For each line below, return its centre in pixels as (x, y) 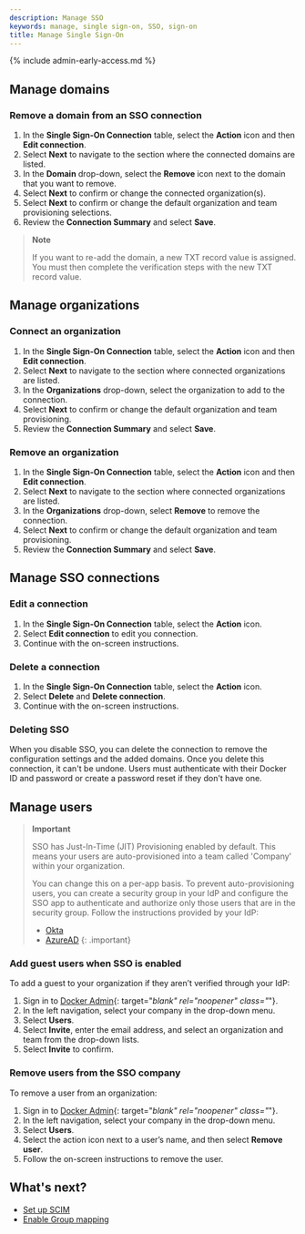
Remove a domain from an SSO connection (106, 115)
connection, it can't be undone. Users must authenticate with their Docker (148, 769)
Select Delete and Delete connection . (94, 697)
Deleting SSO (40, 729)
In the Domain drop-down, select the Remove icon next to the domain (154, 174)
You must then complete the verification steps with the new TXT (152, 267)
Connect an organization (65, 331)
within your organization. (78, 866)
